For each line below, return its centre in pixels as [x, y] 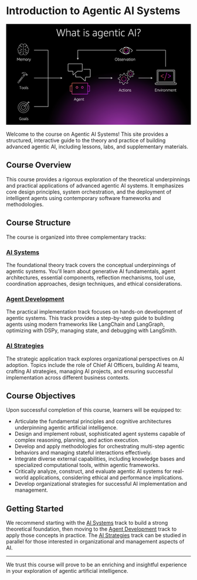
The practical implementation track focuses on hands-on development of [94, 312]
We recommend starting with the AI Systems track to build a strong [87, 523]
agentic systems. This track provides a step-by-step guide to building [90, 318]
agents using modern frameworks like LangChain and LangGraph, [86, 324]
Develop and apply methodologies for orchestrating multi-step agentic [99, 446]
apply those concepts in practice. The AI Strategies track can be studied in [96, 535]
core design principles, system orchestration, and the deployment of [89, 192]
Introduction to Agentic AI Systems [93, 11]
